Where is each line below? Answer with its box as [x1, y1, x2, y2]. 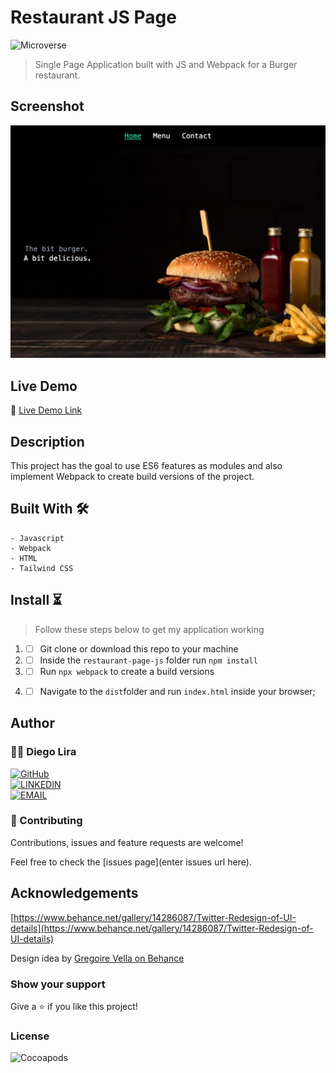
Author [10, 715, 55, 732]
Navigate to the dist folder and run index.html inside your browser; [39, 685, 316, 697]
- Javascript [10, 533, 65, 543]
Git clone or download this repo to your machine [39, 642, 239, 655]
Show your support [10, 977, 106, 991]
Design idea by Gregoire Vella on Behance [10, 952, 185, 964]
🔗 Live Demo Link [10, 404, 83, 416]
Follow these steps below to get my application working [34, 623, 265, 635]
